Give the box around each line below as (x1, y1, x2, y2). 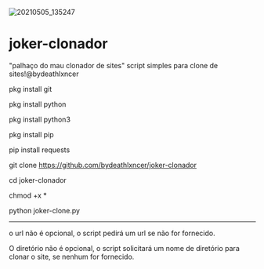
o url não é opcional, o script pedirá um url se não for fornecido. (9, 228, 215, 238)
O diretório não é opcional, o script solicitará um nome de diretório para (9, 243, 240, 253)
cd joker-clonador (9, 175, 67, 184)
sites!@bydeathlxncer (9, 69, 79, 78)
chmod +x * (9, 191, 47, 200)
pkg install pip (9, 129, 54, 139)
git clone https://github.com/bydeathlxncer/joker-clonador (9, 160, 197, 169)
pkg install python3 (9, 115, 71, 124)
